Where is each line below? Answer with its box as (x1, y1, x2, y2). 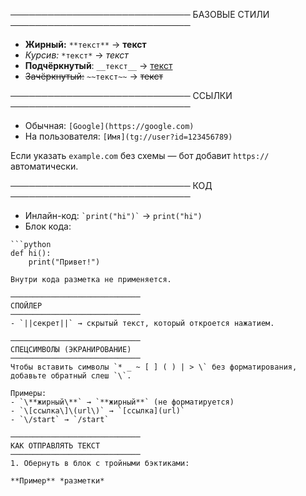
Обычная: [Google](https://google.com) (24, 120, 195, 131)
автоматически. (10, 160, 79, 172)
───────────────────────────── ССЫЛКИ (10, 90, 233, 101)
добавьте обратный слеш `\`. (10, 371, 132, 381)
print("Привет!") (28, 257, 101, 267)
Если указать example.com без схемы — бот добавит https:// (10, 150, 270, 161)
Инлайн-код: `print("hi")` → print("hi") (24, 210, 203, 221)
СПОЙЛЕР (10, 301, 43, 311)
